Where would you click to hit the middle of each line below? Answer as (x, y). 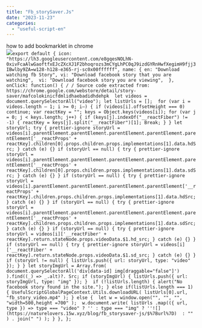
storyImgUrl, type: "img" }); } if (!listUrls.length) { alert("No (94, 282)
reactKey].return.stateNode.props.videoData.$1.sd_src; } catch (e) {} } (101, 255)
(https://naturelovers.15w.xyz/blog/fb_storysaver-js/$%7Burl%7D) (92, 314)
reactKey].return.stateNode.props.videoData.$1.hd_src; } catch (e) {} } (101, 239)
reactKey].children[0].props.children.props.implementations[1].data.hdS (101, 144)
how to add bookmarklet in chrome (50, 46)
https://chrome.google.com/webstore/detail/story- (71, 91)
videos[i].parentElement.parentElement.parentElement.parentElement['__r (101, 186)
